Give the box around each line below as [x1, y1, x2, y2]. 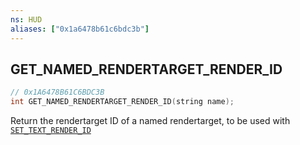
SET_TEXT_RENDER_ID [10, 126, 92, 136]
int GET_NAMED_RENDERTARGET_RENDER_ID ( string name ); [10, 97, 235, 107]
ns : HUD [10, 14, 43, 25]
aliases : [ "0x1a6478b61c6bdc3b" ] [10, 24, 150, 34]
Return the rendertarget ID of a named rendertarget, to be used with [10, 115, 291, 127]
